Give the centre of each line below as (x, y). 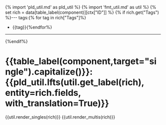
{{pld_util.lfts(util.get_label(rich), (75, 82)
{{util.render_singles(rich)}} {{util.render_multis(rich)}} (60, 117)
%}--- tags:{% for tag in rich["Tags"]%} (46, 18)
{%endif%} (17, 41)
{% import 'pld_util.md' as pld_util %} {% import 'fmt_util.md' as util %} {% (81, 7)
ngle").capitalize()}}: (49, 72)
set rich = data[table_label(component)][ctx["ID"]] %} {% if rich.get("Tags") (82, 12)
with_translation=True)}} (57, 104)
